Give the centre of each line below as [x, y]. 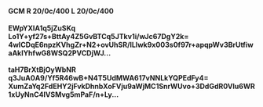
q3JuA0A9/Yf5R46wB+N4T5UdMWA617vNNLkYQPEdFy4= [108, 78]
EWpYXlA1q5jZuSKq [42, 28]
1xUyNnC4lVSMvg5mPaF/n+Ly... [64, 95]
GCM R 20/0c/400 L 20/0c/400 [61, 11]
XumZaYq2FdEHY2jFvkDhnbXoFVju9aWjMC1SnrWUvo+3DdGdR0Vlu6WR [131, 87]
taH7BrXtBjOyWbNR [42, 70]
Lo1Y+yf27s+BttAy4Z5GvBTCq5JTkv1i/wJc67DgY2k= [99, 37]
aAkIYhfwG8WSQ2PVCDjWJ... [60, 53]
